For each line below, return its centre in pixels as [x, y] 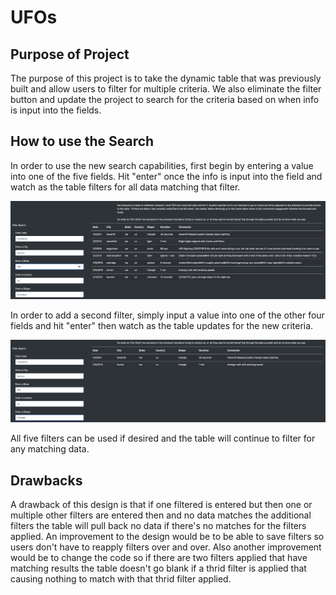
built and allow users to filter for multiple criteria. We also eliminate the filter [166, 89]
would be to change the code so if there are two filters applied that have [159, 558]
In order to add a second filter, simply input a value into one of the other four [167, 315]
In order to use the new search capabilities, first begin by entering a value [162, 165]
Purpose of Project [70, 54]
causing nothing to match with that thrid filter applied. [121, 579]
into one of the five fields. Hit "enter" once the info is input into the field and [166, 176]
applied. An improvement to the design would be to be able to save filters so [167, 537]
